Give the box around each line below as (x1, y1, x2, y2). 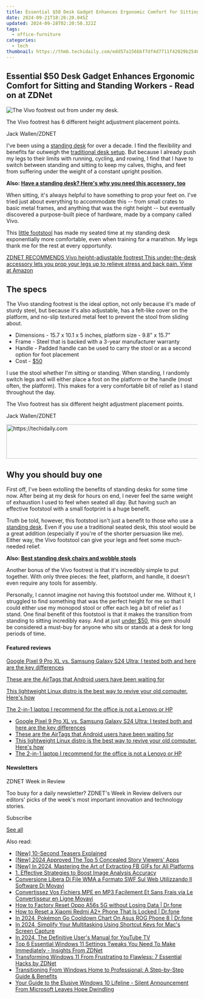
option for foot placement (15, 351, 80, 358)
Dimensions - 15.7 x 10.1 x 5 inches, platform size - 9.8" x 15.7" (15, 331, 171, 339)
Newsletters (6, 764, 38, 771)
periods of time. (6, 630, 46, 637)
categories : (6, 37, 36, 43)
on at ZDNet (6, 90, 53, 101)
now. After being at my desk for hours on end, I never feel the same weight (6, 492, 193, 499)
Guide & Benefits (15, 972, 58, 980)
